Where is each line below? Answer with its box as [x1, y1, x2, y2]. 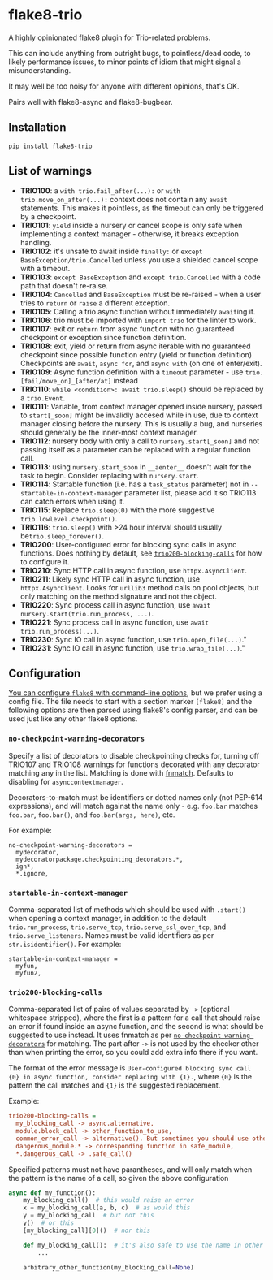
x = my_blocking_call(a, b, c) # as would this [23, 1204, 191, 1212]
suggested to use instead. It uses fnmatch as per [8, 1030, 172, 1040]
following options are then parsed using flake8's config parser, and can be [8, 705, 258, 716]
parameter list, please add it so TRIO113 [124, 487, 257, 497]
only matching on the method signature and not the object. [19, 591, 217, 601]
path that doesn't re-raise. [19, 280, 108, 290]
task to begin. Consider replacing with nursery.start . [19, 470, 199, 480]
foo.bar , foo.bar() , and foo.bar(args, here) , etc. [8, 810, 175, 819]
